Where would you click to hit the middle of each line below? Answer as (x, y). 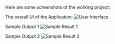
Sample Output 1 (22, 26)
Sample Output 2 (22, 36)
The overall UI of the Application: (39, 17)
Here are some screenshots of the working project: (58, 7)
